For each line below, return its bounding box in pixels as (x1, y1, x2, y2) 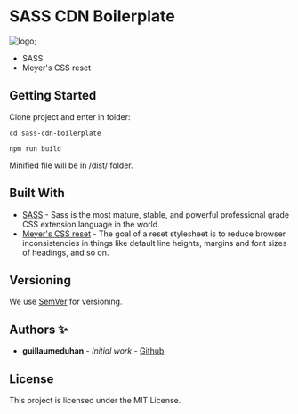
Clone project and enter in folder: (9, 111, 131, 122)
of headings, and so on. (21, 247, 109, 258)
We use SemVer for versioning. (9, 296, 123, 307)
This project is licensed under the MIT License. (9, 395, 181, 405)
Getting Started (9, 88, 97, 103)
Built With (9, 186, 65, 201)
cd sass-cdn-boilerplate (9, 129, 101, 138)
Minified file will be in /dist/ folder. (9, 160, 133, 171)
